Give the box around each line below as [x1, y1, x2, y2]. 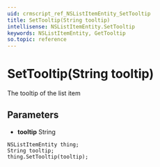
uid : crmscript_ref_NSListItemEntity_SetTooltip [7, 10, 151, 17]
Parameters [7, 109, 59, 121]
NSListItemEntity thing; [7, 141, 79, 148]
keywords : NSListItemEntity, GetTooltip [7, 29, 127, 37]
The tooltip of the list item [7, 89, 81, 97]
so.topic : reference [7, 36, 67, 43]
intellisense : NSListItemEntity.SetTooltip [7, 23, 136, 30]
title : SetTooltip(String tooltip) [7, 17, 111, 24]
